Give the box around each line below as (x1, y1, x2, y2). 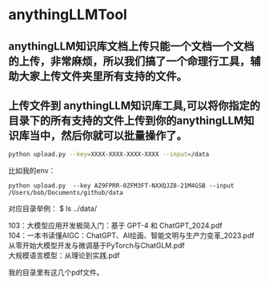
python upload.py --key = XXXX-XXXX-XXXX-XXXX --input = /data (8, 150, 210, 159)
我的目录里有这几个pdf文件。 (8, 267, 104, 277)
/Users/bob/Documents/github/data (8, 189, 124, 197)
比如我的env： (8, 166, 56, 176)
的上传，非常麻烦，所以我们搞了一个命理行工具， (8, 54, 251, 68)
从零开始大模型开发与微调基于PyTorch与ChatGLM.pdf (8, 241, 186, 251)
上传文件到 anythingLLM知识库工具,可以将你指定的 (8, 98, 261, 113)
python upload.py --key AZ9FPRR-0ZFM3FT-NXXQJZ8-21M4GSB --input (8, 182, 235, 190)
